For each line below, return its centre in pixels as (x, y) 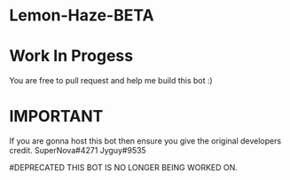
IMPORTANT (56, 117)
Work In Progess (71, 56)
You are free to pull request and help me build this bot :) (111, 81)
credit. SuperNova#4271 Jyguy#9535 (78, 151)
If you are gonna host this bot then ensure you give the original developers (145, 141)
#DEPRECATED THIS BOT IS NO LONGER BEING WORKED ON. (123, 168)
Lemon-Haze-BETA (82, 16)
